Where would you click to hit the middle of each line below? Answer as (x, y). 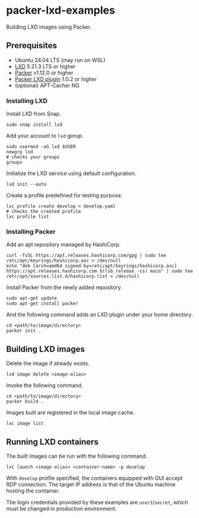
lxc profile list (28, 217)
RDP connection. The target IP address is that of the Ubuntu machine (91, 484)
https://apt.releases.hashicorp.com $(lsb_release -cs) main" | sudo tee (100, 271)
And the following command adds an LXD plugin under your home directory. (99, 315)
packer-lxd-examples (61, 10)
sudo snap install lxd (34, 125)
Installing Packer (31, 231)
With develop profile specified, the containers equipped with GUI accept (94, 478)
